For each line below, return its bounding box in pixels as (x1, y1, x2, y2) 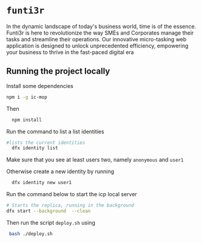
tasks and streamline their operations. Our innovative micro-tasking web (6, 35, 187, 43)
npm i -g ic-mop (6, 94, 47, 100)
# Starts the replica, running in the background (6, 202, 135, 208)
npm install (12, 117, 42, 123)
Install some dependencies (6, 82, 74, 89)
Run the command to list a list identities (6, 128, 104, 135)
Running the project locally (6, 66, 110, 77)
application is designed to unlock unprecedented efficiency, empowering (6, 42, 189, 49)
